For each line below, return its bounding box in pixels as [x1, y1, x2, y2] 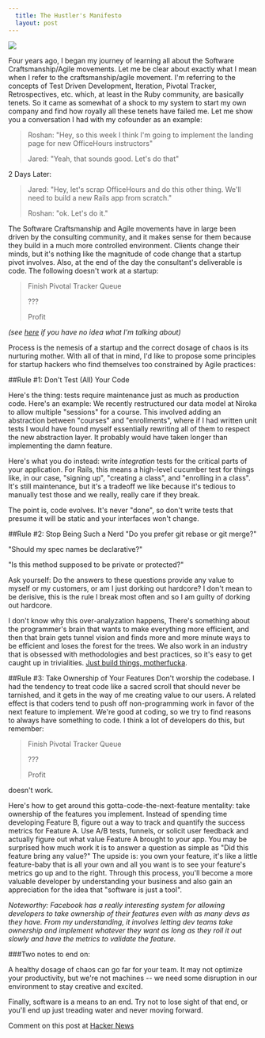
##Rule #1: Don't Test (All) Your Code [8, 374, 130, 385]
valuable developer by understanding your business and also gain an [8, 876, 233, 886]
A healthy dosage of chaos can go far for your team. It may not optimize [8, 964, 243, 974]
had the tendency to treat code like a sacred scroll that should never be [8, 681, 241, 691]
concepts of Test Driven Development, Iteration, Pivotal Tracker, [8, 81, 217, 90]
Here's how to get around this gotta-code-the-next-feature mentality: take [8, 800, 251, 810]
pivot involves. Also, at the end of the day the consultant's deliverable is [8, 257, 243, 266]
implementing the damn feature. [8, 441, 113, 450]
